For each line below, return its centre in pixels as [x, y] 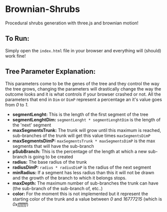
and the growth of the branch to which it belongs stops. [70, 178]
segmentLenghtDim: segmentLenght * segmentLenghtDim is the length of [86, 119]
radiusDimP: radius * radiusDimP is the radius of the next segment [82, 167]
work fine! [15, 56]
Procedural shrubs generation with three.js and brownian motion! [72, 23]
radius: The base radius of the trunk [50, 162]
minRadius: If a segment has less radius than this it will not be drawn [83, 172]
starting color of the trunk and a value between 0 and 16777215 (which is [87, 199]
